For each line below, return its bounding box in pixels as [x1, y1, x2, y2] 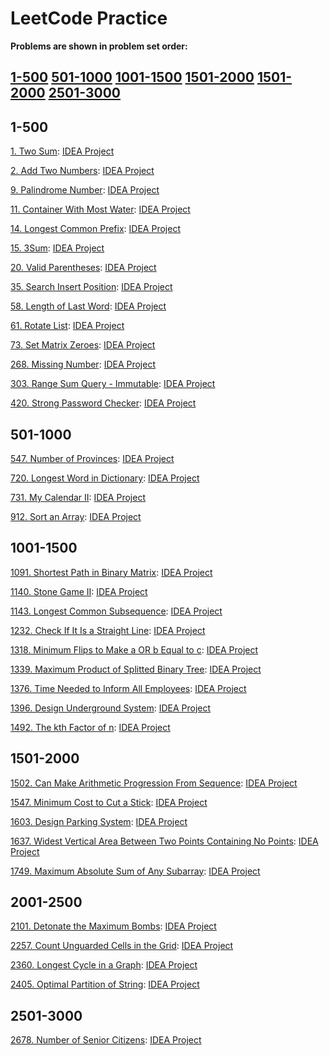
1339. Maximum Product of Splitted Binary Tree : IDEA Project [10, 663, 262, 675]
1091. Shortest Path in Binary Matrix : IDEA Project [10, 566, 213, 578]
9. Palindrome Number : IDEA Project [10, 184, 160, 196]
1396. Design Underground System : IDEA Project [10, 702, 212, 714]
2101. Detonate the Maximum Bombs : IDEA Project [10, 920, 217, 932]
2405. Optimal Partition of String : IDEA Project [10, 978, 200, 991]
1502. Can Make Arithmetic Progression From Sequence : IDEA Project [10, 777, 298, 789]
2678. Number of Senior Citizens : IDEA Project [10, 1034, 202, 1046]
